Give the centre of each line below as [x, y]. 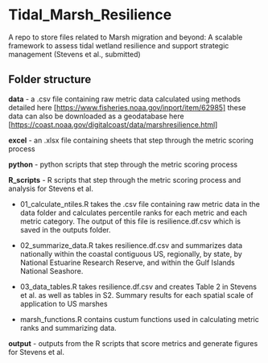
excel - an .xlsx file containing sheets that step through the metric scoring [131, 140]
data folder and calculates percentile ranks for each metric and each [134, 212]
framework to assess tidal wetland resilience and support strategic [119, 45]
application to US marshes [64, 303]
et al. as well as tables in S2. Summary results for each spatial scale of [136, 295]
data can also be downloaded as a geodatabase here [96, 116]
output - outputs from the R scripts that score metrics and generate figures [133, 343]
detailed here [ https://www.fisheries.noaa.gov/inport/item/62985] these [127, 107]
